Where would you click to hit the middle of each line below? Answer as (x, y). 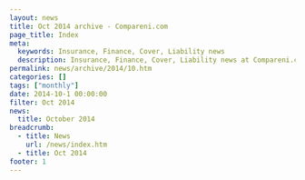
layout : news (34, 18)
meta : (20, 43)
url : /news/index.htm (66, 145)
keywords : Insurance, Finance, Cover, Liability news (121, 52)
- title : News (44, 136)
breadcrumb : (32, 128)
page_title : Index (44, 35)
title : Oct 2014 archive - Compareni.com (89, 26)
